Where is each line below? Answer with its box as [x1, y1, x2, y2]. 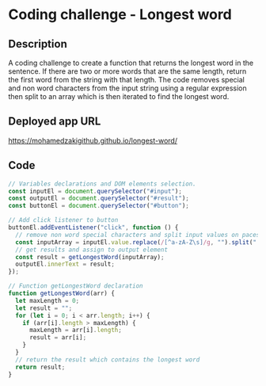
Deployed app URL [8, 115, 101, 128]
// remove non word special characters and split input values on [15, 231, 239, 239]
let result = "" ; [15, 304, 73, 312]
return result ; [15, 363, 66, 371]
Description [8, 37, 67, 51]
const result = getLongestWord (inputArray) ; [15, 253, 165, 261]
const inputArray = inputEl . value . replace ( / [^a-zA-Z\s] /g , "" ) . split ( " [15, 238, 257, 247]
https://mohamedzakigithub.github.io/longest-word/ [8, 136, 178, 145]
